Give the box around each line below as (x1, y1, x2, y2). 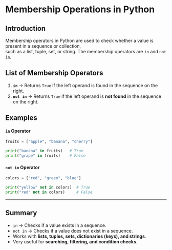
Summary (5, 209, 37, 217)
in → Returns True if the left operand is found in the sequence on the (12, 82, 158, 88)
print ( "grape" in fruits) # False (5, 153, 86, 158)
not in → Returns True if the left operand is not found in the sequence (12, 93, 161, 99)
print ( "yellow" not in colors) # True (5, 185, 91, 190)
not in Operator (5, 164, 40, 170)
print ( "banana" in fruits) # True (5, 149, 83, 154)
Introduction (5, 24, 46, 33)
